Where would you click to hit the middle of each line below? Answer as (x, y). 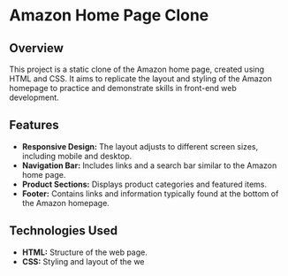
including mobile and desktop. (77, 156)
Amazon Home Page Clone (109, 15)
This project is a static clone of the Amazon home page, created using (137, 69)
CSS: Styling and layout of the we (83, 261)
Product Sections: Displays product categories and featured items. (144, 184)
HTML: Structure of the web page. (84, 252)
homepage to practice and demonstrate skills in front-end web (123, 88)
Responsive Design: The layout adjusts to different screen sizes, (140, 146)
